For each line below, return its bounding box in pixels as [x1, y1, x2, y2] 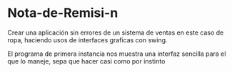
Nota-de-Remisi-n [7, 5, 118, 21]
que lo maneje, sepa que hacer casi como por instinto [7, 56, 166, 65]
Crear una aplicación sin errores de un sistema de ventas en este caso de [7, 28, 224, 37]
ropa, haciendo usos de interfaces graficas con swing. [7, 35, 168, 44]
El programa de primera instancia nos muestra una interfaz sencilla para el [7, 49, 226, 58]
